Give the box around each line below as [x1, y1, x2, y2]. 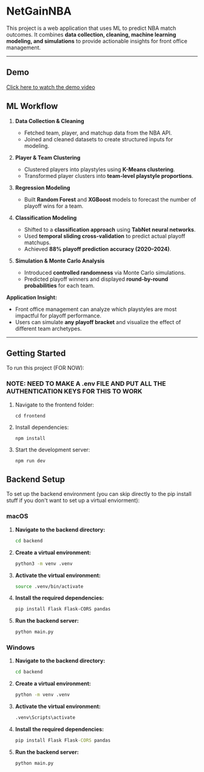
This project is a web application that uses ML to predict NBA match [6, 24, 176, 32]
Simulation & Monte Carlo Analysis [15, 257, 105, 264]
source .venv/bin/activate [15, 583, 84, 589]
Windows [6, 643, 35, 652]
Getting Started [6, 348, 66, 358]
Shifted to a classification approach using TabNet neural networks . [24, 225, 196, 233]
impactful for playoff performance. [15, 312, 102, 319]
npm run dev [15, 458, 46, 464]
